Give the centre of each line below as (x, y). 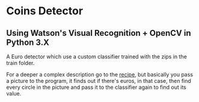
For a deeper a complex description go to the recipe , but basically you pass (100, 75)
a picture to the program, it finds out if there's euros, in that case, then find (99, 81)
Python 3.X (28, 42)
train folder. (20, 63)
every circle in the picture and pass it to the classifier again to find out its (96, 87)
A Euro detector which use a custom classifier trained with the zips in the (97, 57)
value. (14, 93)
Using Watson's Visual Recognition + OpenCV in (99, 33)
